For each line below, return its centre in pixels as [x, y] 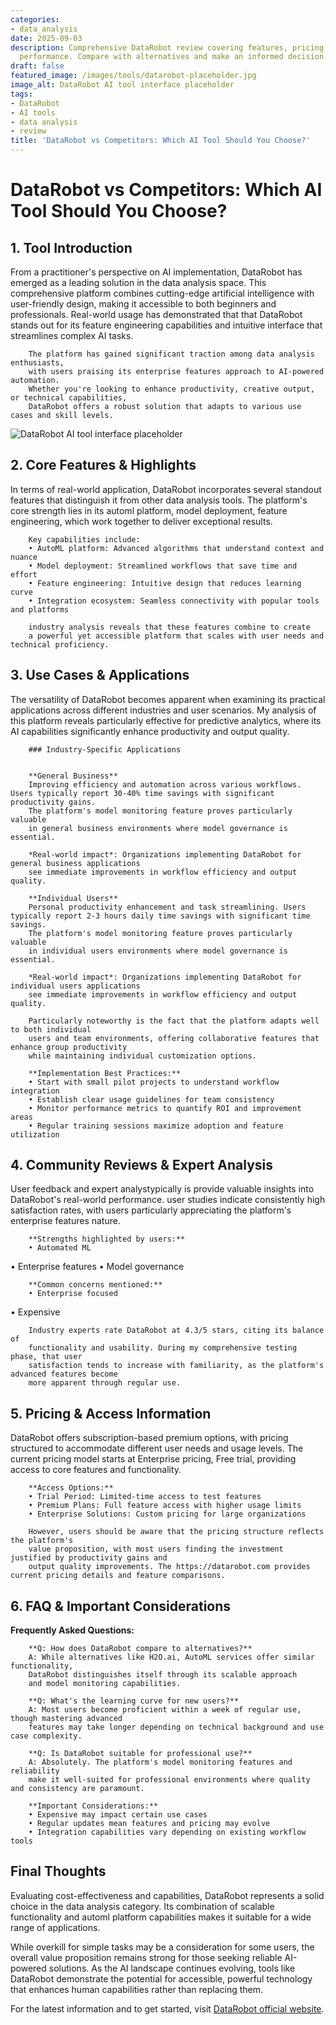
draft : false [37, 66]
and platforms [40, 609]
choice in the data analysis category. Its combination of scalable [142, 1906]
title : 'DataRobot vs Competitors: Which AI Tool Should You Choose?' [160, 141]
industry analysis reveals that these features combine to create [169, 627]
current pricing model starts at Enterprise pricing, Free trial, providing [153, 1459]
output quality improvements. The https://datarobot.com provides [169, 1567]
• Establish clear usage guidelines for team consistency [151, 1099]
